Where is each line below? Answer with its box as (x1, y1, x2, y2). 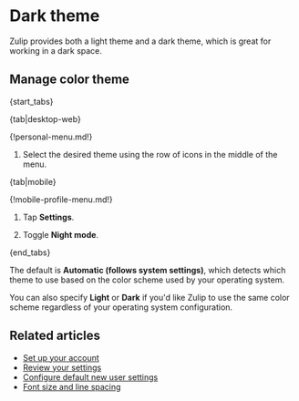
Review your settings (22, 362, 102, 373)
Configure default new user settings (22, 371, 159, 383)
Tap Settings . (22, 211, 75, 222)
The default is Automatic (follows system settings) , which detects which (9, 264, 286, 275)
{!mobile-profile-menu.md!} (9, 193, 114, 205)
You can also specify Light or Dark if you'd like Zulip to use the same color (9, 292, 290, 303)
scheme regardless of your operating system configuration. (9, 302, 233, 313)
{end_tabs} (9, 247, 51, 258)
